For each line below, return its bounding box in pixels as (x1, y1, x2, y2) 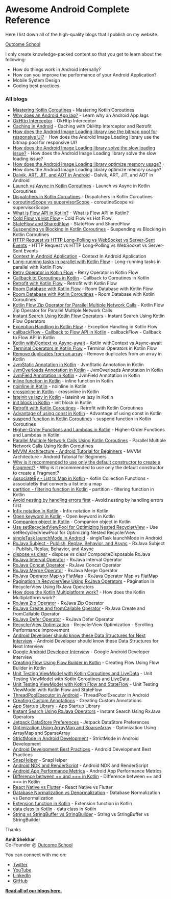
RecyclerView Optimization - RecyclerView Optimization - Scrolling (12, 622, 154, 628)
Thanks (5, 827, 21, 833)
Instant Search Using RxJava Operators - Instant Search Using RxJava (12, 708, 161, 714)
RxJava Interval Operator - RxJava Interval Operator (12, 557, 123, 563)
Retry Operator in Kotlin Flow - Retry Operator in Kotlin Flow (12, 269, 139, 276)
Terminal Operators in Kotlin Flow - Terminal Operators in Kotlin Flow (12, 345, 157, 351)
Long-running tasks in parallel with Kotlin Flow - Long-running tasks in (12, 259, 161, 265)
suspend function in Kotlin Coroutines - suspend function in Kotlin (12, 416, 152, 422)
